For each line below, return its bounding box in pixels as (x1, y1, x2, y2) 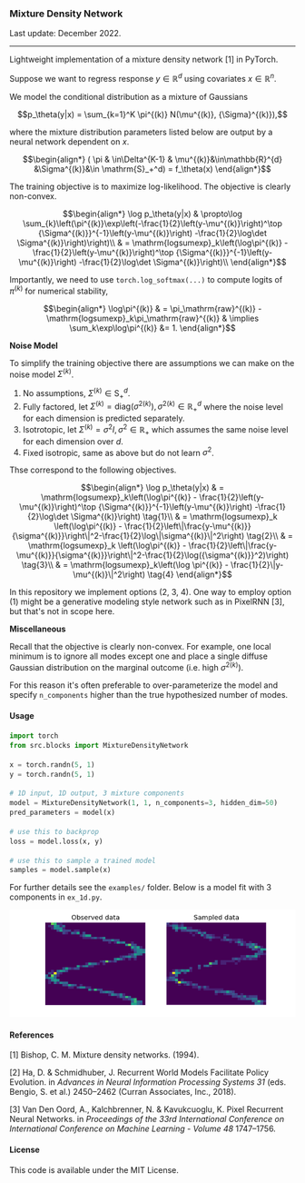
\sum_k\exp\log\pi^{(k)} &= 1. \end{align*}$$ (69, 322, 236, 333)
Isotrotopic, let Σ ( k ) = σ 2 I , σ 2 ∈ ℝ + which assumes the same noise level (22, 422, 289, 437)
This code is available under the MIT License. (9, 1164, 179, 1175)
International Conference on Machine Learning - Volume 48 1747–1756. (9, 1123, 277, 1134)
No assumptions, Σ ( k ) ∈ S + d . (22, 386, 131, 401)
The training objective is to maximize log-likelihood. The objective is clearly (9, 181, 291, 192)
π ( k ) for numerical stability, (9, 283, 109, 296)
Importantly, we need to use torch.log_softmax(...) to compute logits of (9, 273, 283, 284)
